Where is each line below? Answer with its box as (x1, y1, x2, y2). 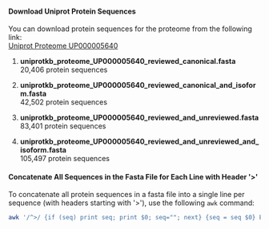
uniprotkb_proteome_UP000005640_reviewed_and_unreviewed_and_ (19, 136, 259, 147)
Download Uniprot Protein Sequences (8, 6, 136, 16)
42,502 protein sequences (19, 97, 108, 107)
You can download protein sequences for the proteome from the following (8, 24, 252, 34)
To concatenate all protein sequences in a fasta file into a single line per (8, 190, 245, 199)
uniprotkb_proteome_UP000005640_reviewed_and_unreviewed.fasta (19, 113, 259, 123)
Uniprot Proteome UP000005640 (8, 41, 118, 51)
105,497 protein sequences (19, 154, 110, 164)
